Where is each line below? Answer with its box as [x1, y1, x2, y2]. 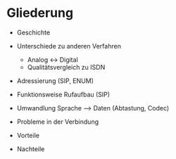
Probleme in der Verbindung [16, 117, 99, 126]
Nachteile [16, 144, 45, 153]
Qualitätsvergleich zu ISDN [27, 63, 106, 71]
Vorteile [16, 131, 40, 139]
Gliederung [6, 5, 74, 21]
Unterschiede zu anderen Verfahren [16, 42, 121, 50]
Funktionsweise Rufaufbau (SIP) [16, 90, 111, 98]
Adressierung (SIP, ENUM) [16, 76, 94, 85]
